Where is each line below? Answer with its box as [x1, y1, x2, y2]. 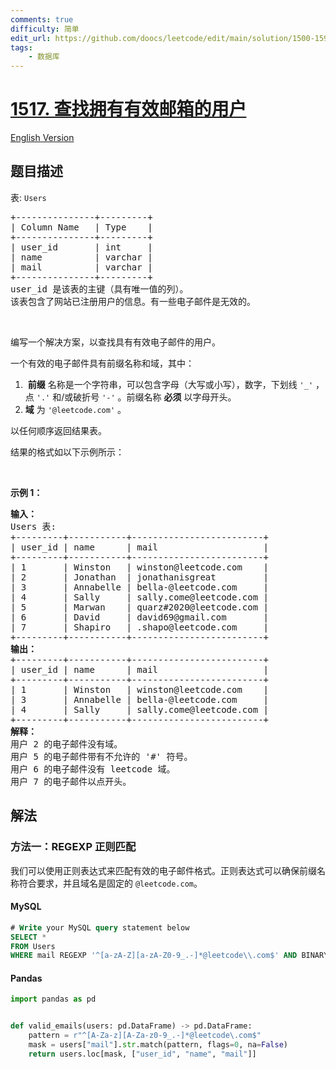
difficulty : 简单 [10, 24, 80, 34]
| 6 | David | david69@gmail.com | [10, 611, 270, 623]
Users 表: [10, 521, 57, 532]
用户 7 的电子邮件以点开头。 [10, 776, 132, 787]
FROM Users [10, 941, 56, 951]
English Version [10, 132, 75, 144]
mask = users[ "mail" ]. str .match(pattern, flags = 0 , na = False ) [28, 1040, 288, 1050]
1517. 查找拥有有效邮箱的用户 [10, 98, 247, 121]
